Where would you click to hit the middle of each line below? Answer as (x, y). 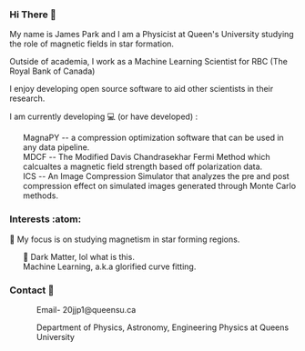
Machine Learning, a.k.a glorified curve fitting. (109, 266)
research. (27, 98)
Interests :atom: (46, 219)
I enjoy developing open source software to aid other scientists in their (142, 89)
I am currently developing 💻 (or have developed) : (104, 116)
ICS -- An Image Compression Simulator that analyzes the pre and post (156, 176)
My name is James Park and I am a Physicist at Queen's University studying (152, 35)
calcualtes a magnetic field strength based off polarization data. (142, 166)
